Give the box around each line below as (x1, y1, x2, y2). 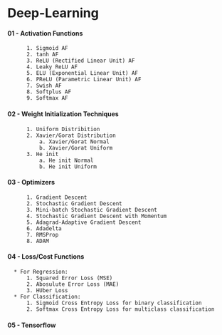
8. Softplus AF (26, 88, 72, 96)
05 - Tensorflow (7, 321, 56, 329)
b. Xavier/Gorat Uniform (38, 144, 113, 151)
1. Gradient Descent (26, 194, 88, 201)
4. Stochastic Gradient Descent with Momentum (26, 212, 167, 220)
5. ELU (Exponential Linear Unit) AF (26, 70, 139, 77)
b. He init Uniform (38, 163, 97, 170)
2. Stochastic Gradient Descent (26, 200, 122, 207)
